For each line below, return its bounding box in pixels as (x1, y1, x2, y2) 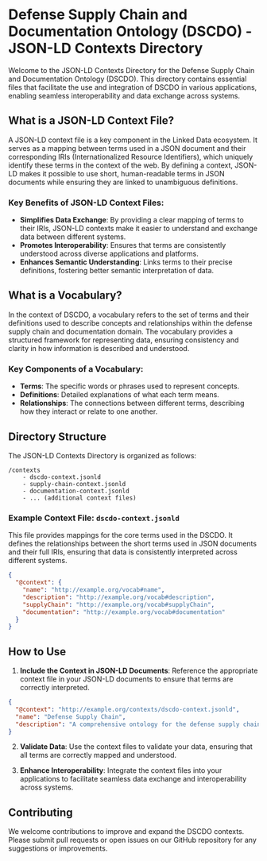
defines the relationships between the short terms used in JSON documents (8, 539, 257, 549)
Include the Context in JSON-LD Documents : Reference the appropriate (19, 666, 258, 676)
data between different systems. (19, 232, 126, 241)
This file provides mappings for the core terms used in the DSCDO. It (8, 531, 233, 540)
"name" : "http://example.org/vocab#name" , (22, 586, 165, 594)
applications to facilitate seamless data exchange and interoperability (19, 774, 247, 784)
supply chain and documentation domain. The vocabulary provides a (8, 326, 233, 336)
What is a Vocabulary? (8, 288, 122, 303)
